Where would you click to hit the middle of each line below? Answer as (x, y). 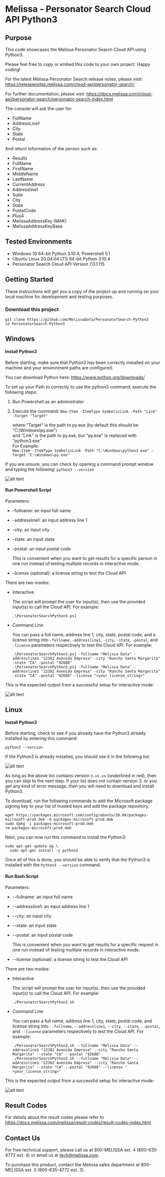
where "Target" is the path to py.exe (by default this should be (75, 425)
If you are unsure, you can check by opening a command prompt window (79, 464)
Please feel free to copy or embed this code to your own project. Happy (78, 64)
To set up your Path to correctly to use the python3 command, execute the (81, 387)
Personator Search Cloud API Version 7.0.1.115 (58, 264)
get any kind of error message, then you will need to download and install (80, 786)
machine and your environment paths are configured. (59, 367)
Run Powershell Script (28, 490)
